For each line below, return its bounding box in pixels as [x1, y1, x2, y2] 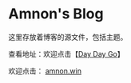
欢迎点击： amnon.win [8, 65, 82, 76]
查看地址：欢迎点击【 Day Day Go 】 [8, 49, 125, 58]
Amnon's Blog [8, 5, 104, 23]
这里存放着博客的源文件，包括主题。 [8, 32, 128, 41]
